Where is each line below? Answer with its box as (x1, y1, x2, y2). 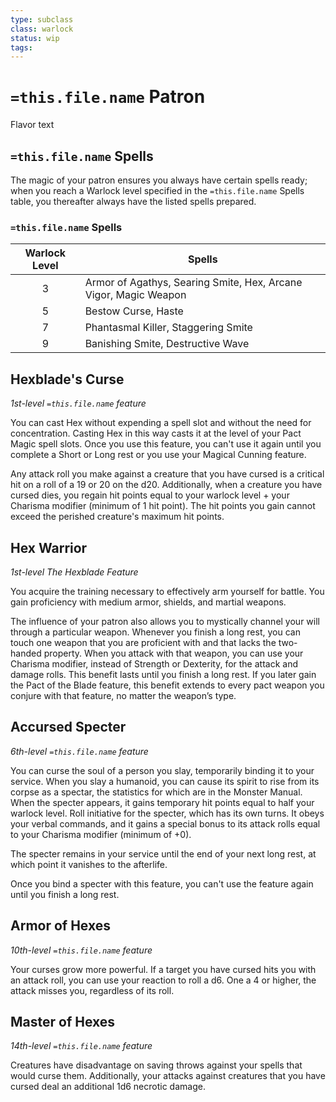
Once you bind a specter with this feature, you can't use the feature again (10, 877, 314, 890)
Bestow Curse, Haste (84, 304, 184, 318)
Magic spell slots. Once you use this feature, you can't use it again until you (10, 438, 322, 450)
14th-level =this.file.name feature (10, 1040, 153, 1052)
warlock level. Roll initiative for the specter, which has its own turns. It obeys (10, 807, 325, 819)
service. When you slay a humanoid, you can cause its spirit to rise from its (10, 775, 320, 787)
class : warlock (10, 24, 74, 34)
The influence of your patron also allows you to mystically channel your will (10, 615, 320, 627)
